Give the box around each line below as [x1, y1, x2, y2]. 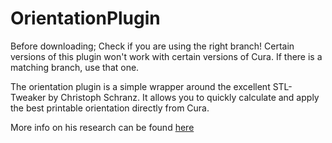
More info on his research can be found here [10, 121, 195, 133]
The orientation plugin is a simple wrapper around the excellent [10, 80, 271, 92]
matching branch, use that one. [10, 61, 140, 73]
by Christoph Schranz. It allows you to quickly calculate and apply [48, 91, 320, 103]
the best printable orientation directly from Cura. [10, 102, 210, 114]
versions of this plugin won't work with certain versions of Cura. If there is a [10, 50, 323, 62]
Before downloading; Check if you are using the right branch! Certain [10, 40, 295, 52]
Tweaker [10, 91, 47, 103]
